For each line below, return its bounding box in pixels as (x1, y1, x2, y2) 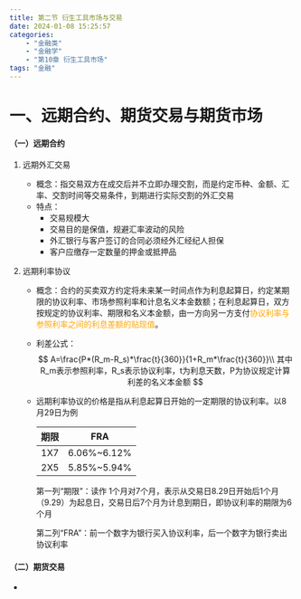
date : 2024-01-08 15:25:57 (9, 22, 111, 31)
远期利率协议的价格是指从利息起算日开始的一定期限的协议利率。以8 (35, 395, 287, 407)
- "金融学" (25, 47, 62, 56)
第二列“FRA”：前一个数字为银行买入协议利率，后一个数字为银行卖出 (35, 528, 287, 538)
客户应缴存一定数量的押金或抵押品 (49, 246, 177, 258)
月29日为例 (35, 407, 79, 418)
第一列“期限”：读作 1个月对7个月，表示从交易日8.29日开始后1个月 (35, 486, 279, 497)
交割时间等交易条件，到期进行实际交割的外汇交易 (52, 190, 235, 201)
